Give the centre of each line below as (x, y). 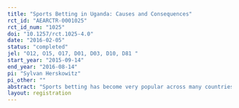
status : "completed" (38, 47)
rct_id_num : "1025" (36, 27)
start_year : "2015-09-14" (46, 60)
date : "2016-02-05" (36, 40)
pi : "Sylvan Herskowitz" (44, 73)
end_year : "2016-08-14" (43, 67)
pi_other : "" (27, 80)
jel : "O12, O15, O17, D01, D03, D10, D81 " (73, 54)
